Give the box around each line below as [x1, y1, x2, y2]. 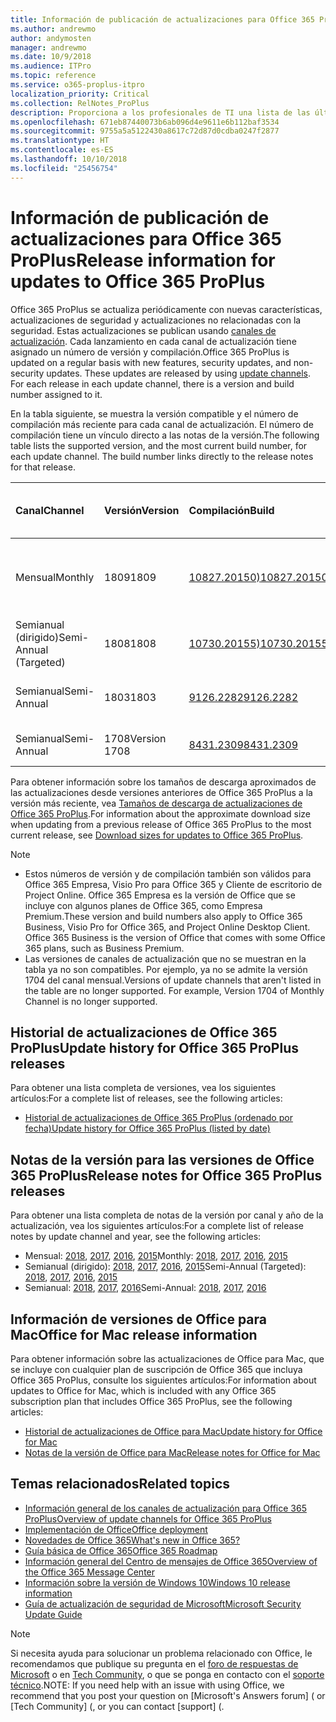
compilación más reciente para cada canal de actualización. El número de [10, 418, 314, 430]
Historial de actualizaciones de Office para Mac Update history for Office [24, 1426, 323, 1437]
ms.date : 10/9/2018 [10, 52, 92, 62]
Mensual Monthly [15, 570, 95, 584]
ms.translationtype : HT [10, 136, 110, 146]
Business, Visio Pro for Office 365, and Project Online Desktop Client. [24, 921, 311, 933]
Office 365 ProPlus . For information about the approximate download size [10, 807, 311, 820]
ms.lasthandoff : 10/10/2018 [10, 154, 128, 164]
